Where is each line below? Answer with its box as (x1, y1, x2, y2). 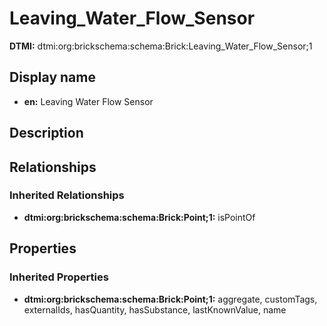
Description (9, 125, 84, 142)
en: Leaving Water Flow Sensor (23, 95, 154, 107)
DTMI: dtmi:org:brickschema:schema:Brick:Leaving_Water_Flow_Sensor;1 (9, 40, 313, 52)
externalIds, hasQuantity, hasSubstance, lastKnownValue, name (23, 303, 287, 316)
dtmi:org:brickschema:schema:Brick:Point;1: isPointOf (23, 211, 256, 223)
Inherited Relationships (9, 188, 125, 202)
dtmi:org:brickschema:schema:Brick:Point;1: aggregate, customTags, (23, 293, 318, 305)
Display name (9, 69, 96, 86)
